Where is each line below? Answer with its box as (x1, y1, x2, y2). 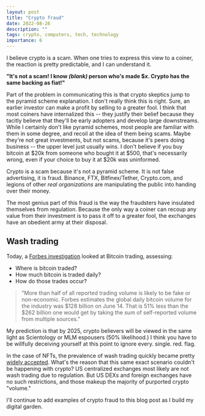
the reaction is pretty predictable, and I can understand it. (6, 61, 152, 68)
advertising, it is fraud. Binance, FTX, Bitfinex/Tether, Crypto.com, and (6, 174, 184, 181)
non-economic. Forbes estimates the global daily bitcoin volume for (21, 295, 192, 303)
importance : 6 (6, 37, 43, 43)
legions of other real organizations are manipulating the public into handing (6, 181, 196, 188)
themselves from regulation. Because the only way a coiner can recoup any (6, 206, 197, 213)
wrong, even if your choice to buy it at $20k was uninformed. (6, 156, 160, 163)
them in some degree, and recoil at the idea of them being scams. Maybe (6, 130, 191, 137)
